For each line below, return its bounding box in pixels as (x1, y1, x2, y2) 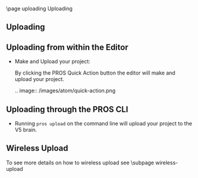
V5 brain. (14, 127, 37, 134)
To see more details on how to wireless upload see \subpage (6, 159, 154, 166)
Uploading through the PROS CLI (6, 104, 128, 114)
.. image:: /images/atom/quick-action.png (14, 87, 116, 94)
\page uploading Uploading (6, 5, 73, 12)
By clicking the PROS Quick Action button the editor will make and (14, 69, 176, 76)
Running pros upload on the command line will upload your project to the (14, 120, 192, 127)
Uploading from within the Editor (6, 42, 129, 52)
